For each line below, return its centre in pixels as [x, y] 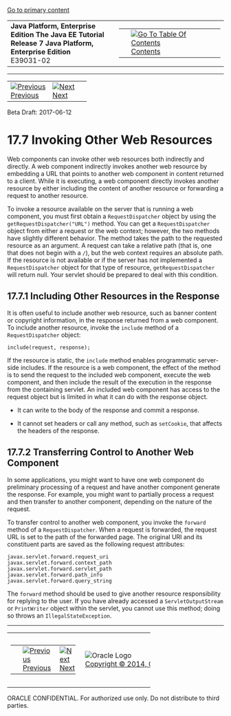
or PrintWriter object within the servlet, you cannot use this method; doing [114, 608]
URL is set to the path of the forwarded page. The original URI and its [105, 536]
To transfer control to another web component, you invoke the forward [107, 522]
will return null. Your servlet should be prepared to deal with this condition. [113, 274]
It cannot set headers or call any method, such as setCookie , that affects [119, 423]
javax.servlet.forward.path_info [55, 575]
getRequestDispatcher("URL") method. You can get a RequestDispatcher [109, 224]
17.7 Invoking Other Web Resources [110, 140]
